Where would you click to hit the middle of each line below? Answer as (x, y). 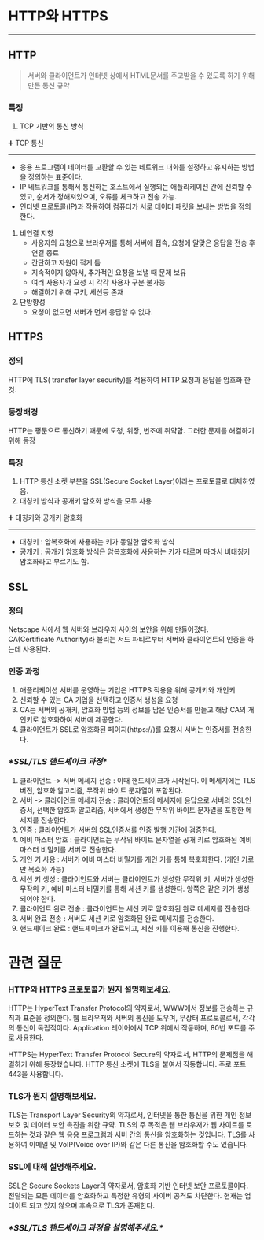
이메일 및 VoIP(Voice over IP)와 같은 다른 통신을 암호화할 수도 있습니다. (139, 1145)
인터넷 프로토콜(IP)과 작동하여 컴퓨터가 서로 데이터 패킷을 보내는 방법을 (128, 206)
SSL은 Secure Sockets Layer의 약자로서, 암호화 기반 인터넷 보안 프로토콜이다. (128, 1186)
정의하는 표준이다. (55, 177)
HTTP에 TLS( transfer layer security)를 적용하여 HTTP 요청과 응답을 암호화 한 (130, 380)
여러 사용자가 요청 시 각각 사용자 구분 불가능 (98, 282)
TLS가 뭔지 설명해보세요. (52, 1097)
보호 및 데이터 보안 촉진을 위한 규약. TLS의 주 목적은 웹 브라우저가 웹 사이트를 (126, 1125)
